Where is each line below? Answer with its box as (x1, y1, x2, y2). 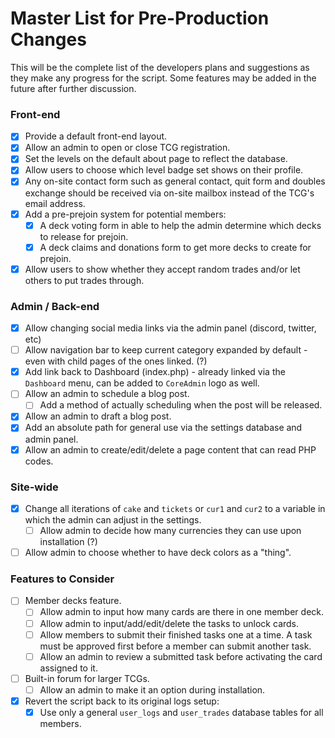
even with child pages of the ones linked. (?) (24, 355, 208, 367)
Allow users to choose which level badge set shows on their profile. (24, 164, 304, 176)
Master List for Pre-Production (10, 7, 270, 30)
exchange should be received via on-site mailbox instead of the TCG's (24, 187, 315, 199)
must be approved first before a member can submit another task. (39, 640, 312, 652)
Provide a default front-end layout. (24, 130, 168, 142)
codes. (24, 455, 54, 467)
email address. (24, 197, 86, 209)
